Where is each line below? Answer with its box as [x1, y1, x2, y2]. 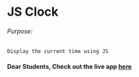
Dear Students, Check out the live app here [7, 62, 132, 70]
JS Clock [7, 4, 59, 20]
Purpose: [7, 27, 33, 35]
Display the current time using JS [7, 48, 109, 55]
